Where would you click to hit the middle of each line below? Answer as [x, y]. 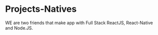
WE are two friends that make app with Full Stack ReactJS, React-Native [79, 23]
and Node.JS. [19, 28]
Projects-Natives [41, 9]
